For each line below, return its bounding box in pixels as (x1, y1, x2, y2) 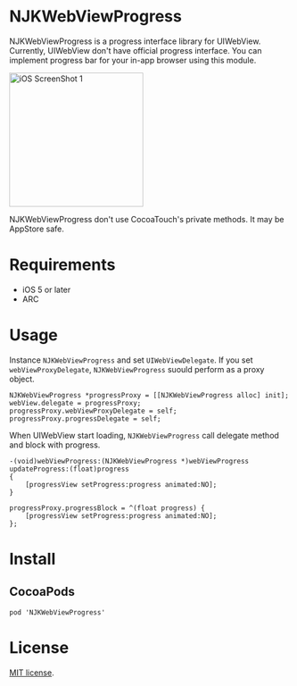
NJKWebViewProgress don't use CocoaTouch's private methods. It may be (9, 213, 285, 224)
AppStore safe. (9, 223, 64, 234)
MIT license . (9, 667, 55, 678)
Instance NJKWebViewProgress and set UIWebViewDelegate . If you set (9, 355, 253, 365)
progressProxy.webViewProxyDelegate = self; (9, 406, 177, 415)
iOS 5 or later (21, 284, 71, 295)
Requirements (9, 255, 116, 275)
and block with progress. (9, 439, 101, 450)
